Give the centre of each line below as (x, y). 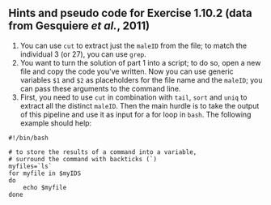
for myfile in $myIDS (45, 173)
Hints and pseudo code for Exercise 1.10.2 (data (130, 13)
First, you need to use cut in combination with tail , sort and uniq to (133, 97)
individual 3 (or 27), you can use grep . (83, 54)
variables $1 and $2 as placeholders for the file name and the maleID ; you (141, 79)
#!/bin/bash (28, 138)
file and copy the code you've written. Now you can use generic (127, 71)
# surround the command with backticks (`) (83, 159)
